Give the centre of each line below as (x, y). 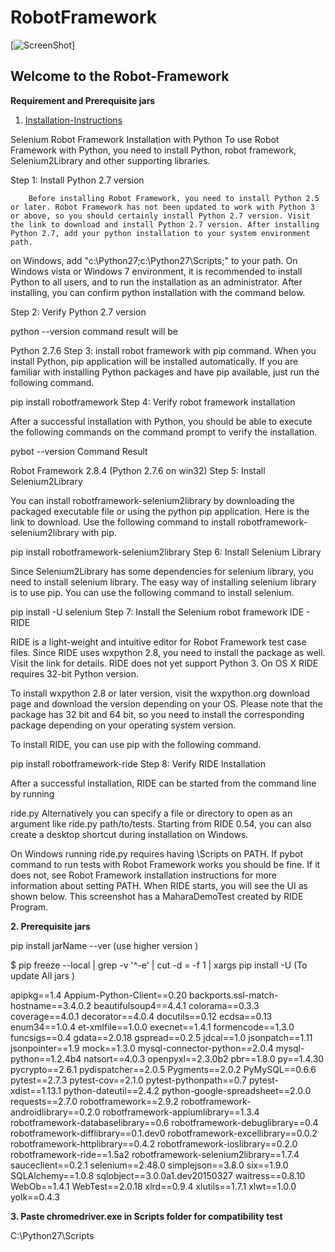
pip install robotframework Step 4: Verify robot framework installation (153, 402)
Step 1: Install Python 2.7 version (77, 180)
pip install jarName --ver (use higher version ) (104, 945)
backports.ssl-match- (234, 995)
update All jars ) (43, 975)
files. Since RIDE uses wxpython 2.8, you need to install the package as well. (168, 652)
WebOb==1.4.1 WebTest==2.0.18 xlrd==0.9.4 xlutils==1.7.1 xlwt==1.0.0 (153, 1186)
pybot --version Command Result (79, 451)
